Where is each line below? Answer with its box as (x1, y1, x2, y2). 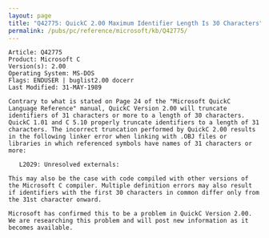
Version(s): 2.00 (8, 63, 66, 71)
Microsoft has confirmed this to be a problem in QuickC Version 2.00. (8, 210, 252, 218)
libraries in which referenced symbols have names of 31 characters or (8, 139, 252, 148)
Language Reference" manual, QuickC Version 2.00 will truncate (8, 105, 227, 113)
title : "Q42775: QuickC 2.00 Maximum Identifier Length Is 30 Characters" (8, 19, 263, 27)
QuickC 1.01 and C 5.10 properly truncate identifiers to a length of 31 (8, 119, 260, 127)
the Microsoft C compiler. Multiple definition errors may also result (8, 182, 252, 190)
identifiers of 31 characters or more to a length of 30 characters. (8, 111, 246, 120)
